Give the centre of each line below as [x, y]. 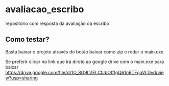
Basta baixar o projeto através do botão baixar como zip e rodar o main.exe [84, 51]
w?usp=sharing [22, 78]
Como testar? [27, 39]
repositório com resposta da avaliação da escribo [57, 23]
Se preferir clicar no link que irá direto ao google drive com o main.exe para [85, 62]
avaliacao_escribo [45, 9]
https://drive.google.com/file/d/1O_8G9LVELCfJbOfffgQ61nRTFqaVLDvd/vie [85, 72]
